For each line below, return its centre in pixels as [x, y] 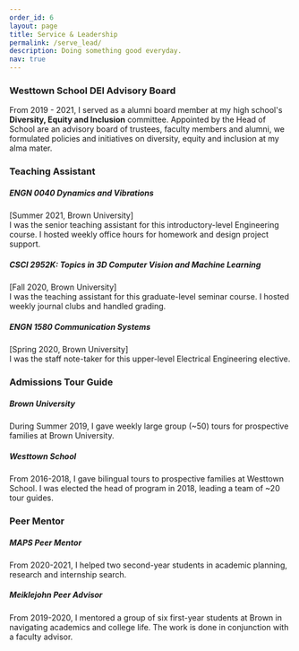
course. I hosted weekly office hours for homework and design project [139, 235]
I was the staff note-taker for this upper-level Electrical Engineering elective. [150, 359]
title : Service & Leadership [64, 34]
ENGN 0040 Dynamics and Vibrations [81, 193]
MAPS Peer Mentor [46, 542]
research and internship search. [68, 574]
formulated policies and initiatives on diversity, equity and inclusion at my [144, 139]
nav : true [28, 59]
